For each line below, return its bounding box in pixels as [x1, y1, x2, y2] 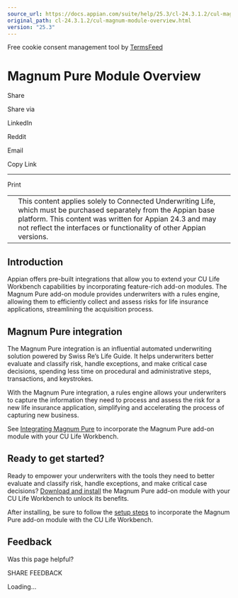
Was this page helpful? [7, 555, 74, 563]
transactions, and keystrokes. [7, 374, 93, 383]
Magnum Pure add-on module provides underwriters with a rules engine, [7, 290, 220, 299]
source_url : [7, 10, 42, 18]
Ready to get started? [7, 453, 105, 465]
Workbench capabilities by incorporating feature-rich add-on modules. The [7, 282, 227, 291]
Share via [7, 105, 35, 113]
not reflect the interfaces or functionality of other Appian [18, 223, 206, 233]
